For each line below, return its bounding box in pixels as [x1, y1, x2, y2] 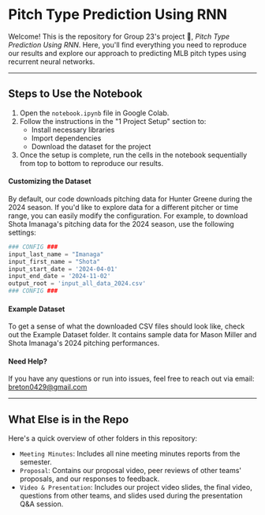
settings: [8, 227, 37, 237]
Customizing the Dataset [8, 176, 92, 186]
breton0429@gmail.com [8, 382, 88, 392]
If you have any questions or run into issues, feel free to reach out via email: [8, 374, 255, 384]
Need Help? [8, 356, 47, 366]
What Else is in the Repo [8, 412, 129, 426]
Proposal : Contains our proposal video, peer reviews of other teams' [19, 466, 242, 476]
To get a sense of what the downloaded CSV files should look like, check [8, 321, 245, 331]
